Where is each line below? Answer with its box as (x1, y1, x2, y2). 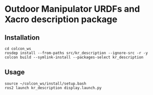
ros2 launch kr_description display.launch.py (4, 85, 102, 90)
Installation (4, 33, 40, 42)
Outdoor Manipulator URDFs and (4, 3, 140, 15)
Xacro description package (4, 14, 118, 25)
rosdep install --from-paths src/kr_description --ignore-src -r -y (4, 50, 148, 55)
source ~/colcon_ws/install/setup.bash (4, 81, 87, 86)
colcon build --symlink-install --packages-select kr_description (4, 55, 144, 60)
